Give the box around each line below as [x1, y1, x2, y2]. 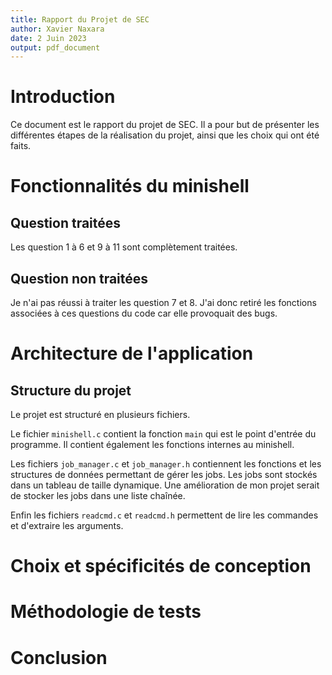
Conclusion [10, 646, 108, 669]
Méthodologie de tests [10, 601, 202, 623]
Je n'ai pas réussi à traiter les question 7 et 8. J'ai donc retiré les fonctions [10, 297, 317, 308]
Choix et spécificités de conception [10, 555, 312, 578]
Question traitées [10, 214, 122, 231]
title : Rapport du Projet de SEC [10, 14, 150, 25]
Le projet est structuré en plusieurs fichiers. [10, 409, 191, 420]
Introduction [10, 86, 116, 108]
